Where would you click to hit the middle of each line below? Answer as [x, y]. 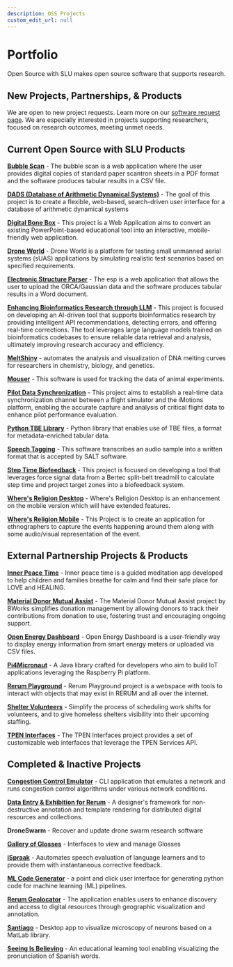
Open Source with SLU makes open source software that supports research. [116, 74]
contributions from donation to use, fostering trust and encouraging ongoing [116, 616]
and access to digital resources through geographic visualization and [106, 906]
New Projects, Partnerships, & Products [95, 96]
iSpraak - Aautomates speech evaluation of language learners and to [106, 857]
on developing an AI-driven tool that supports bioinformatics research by [112, 315]
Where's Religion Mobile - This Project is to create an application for [106, 519]
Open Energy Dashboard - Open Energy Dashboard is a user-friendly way [114, 636]
